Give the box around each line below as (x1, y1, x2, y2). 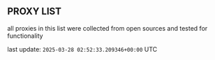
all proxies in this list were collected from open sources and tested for (7, 24, 208, 32)
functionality (7, 31, 43, 40)
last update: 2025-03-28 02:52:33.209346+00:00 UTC (7, 45, 158, 53)
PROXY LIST (7, 6, 61, 17)
